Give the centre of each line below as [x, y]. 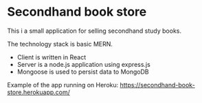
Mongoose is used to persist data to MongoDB [83, 72]
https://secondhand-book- [158, 85]
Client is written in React [52, 57]
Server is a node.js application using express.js [84, 64]
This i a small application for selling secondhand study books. [94, 31]
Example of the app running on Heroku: [63, 85]
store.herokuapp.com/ [39, 92]
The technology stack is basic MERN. [60, 44]
